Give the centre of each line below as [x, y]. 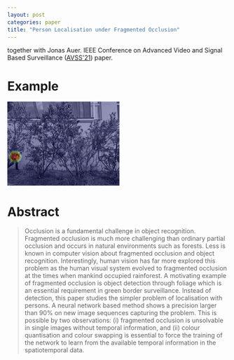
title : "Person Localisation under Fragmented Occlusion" [94, 29]
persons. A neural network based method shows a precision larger [121, 305]
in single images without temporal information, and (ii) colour [112, 328]
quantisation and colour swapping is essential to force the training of [123, 335]
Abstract [33, 212]
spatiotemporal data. [54, 350]
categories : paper [34, 22]
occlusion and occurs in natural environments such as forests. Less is [125, 246]
